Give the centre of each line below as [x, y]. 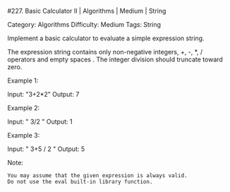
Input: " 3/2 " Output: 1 [40, 121]
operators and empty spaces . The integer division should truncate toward [115, 59]
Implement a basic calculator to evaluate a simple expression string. [106, 38]
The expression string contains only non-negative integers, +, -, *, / [105, 52]
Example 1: [23, 80]
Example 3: [24, 135]
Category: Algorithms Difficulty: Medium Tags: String [84, 24]
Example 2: [24, 108]
